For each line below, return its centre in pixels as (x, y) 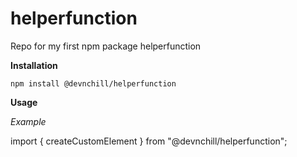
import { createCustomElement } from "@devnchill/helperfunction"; (149, 141)
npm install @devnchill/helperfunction (93, 83)
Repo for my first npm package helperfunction (106, 46)
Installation (34, 65)
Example (28, 121)
